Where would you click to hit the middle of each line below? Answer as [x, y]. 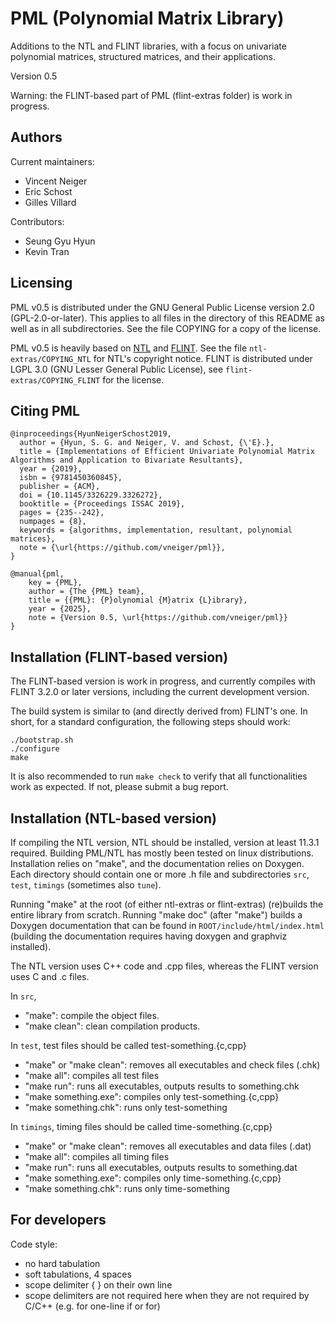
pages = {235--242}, [62, 513]
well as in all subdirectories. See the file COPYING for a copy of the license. [166, 328]
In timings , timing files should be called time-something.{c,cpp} [141, 1126]
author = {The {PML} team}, [86, 592]
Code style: [34, 1244]
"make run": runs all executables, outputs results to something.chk [162, 1086]
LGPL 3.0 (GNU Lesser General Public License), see [117, 369]
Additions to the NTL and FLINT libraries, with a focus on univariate [148, 46]
